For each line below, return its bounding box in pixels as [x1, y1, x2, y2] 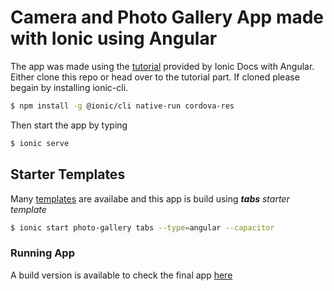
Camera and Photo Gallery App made [10, 6, 325, 29]
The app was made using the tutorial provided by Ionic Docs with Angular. [10, 60, 315, 72]
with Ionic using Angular [10, 27, 218, 50]
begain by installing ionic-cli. [10, 81, 129, 93]
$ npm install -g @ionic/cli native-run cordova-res [10, 101, 235, 111]
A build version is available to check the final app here [10, 269, 233, 281]
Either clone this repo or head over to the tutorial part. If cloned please [10, 71, 300, 83]
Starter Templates [10, 166, 126, 183]
